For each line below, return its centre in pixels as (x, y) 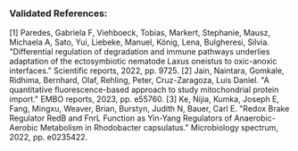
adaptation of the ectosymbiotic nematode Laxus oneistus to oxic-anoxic (143, 62)
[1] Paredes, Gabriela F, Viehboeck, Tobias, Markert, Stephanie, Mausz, (140, 33)
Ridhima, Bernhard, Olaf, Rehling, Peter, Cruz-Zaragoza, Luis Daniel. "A (139, 80)
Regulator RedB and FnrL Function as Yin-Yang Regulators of (121, 118)
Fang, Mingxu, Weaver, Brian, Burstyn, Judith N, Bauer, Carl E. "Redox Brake (149, 109)
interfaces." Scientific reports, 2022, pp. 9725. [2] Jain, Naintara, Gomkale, (147, 71)
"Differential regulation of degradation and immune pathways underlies (140, 52)
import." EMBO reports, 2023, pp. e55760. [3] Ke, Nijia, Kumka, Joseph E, (144, 99)
